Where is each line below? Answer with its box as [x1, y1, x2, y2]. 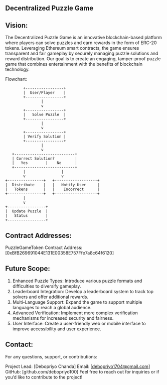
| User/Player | [23, 90, 66, 95]
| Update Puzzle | [5, 209, 49, 214]
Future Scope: [5, 265, 50, 273]
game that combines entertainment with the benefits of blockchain [5, 61, 143, 67]
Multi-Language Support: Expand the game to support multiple [12, 299, 142, 305]
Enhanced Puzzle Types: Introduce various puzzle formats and [12, 278, 142, 284]
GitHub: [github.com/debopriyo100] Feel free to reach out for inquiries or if [5, 368, 159, 374]
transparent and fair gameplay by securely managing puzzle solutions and [5, 50, 158, 57]
